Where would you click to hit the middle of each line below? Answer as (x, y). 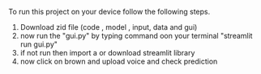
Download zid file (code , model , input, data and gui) (109, 27)
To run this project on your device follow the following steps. (109, 12)
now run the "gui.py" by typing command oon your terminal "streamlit (136, 36)
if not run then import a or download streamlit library (107, 53)
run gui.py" (39, 44)
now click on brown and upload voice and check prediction (119, 61)
